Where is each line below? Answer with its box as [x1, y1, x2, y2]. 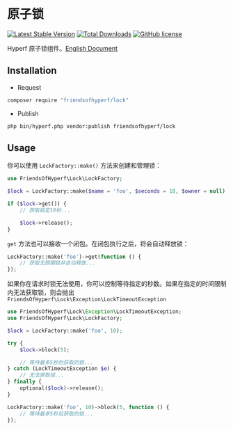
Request [17, 83, 42, 91]
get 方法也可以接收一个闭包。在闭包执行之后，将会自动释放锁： [7, 239, 189, 248]
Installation [7, 65, 57, 77]
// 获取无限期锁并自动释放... [19, 260, 96, 266]
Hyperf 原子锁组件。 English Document [7, 44, 118, 52]
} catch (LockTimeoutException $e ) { [7, 365, 117, 372]
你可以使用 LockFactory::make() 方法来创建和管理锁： [7, 161, 161, 170]
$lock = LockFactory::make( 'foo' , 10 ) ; [7, 327, 123, 334]
